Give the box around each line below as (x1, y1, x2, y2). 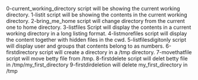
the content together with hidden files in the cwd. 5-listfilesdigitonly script (6, 36, 187, 43)
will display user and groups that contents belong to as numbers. (6, 42, 165, 49)
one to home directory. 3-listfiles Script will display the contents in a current (6, 24, 191, 31)
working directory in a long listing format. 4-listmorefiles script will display (6, 30, 187, 37)
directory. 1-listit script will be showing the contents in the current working (6, 11, 188, 18)
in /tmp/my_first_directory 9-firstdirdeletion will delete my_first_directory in (6, 61, 188, 68)
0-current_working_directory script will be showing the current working (6, 5, 180, 12)
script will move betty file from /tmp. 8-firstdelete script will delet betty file (6, 55, 188, 62)
